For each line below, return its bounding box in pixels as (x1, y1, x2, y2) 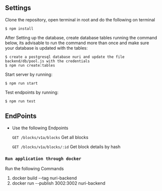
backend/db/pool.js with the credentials (5, 58, 90, 64)
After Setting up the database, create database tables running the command (5, 35, 158, 40)
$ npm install (5, 26, 34, 31)
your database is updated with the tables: (5, 45, 88, 51)
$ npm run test (5, 99, 36, 104)
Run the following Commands (5, 165, 64, 172)
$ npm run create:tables (5, 63, 55, 68)
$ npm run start (5, 81, 38, 86)
